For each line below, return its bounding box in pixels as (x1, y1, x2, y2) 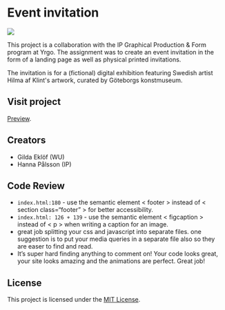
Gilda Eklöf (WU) (17, 153, 65, 161)
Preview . (7, 114, 32, 122)
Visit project (7, 96, 61, 108)
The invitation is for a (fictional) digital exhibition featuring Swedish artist (7, 68, 213, 77)
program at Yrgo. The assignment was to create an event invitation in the (7, 48, 214, 56)
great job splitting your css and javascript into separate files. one (17, 228, 202, 236)
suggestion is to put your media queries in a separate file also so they (17, 235, 215, 243)
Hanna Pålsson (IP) (17, 160, 72, 168)
